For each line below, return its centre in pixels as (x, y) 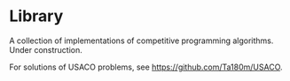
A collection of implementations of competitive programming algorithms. (141, 40)
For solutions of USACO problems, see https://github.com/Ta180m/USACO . (146, 67)
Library (36, 16)
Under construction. (46, 49)
